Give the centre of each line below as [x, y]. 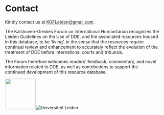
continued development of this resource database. [56, 72]
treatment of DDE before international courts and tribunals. [64, 52]
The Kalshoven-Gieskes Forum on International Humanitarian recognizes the [82, 31]
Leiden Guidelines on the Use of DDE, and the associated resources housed [82, 37]
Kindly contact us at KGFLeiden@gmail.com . [50, 22]
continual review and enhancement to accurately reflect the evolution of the [82, 47]
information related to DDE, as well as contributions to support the [72, 67]
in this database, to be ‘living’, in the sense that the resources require [74, 41]
